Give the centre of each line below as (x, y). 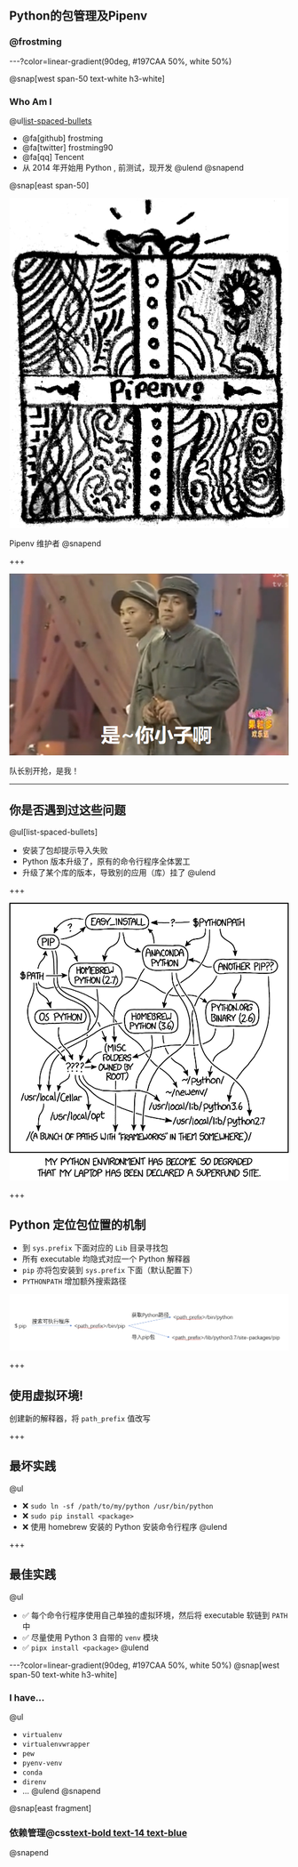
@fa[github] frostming (63, 138)
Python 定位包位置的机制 (78, 1224)
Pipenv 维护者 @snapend (55, 543)
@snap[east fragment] (50, 1808)
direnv (34, 1783)
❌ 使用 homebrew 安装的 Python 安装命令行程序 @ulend (125, 1526)
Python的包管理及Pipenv (78, 16)
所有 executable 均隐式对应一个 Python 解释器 (106, 1259)
